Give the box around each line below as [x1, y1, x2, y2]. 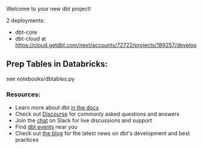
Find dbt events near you [15, 124, 78, 131]
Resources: [6, 90, 41, 99]
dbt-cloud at [15, 35, 47, 42]
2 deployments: [6, 17, 45, 24]
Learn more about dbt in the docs [15, 104, 99, 111]
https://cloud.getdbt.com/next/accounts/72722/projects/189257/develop [15, 42, 197, 48]
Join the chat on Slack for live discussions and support [15, 117, 153, 124]
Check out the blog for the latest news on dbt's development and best [15, 130, 190, 137]
